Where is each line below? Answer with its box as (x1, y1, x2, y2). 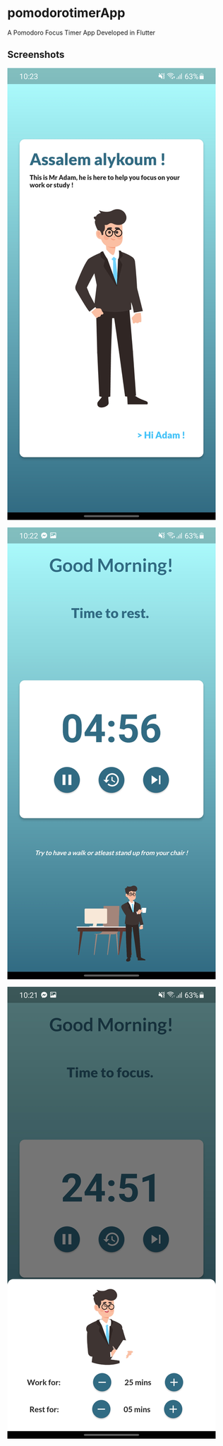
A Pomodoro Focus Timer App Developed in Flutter (7, 28, 156, 37)
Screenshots (7, 49, 65, 61)
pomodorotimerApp (7, 5, 126, 21)
